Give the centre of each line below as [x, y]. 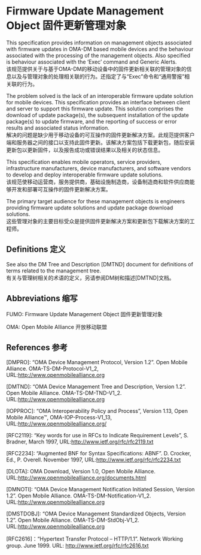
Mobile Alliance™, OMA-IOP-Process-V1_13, [59, 418]
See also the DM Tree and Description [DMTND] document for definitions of [100, 264]
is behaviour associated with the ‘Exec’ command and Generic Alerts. [92, 62]
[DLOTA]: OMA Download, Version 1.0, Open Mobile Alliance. [81, 472]
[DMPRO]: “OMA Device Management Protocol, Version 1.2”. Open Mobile [97, 362]
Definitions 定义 [36, 249]
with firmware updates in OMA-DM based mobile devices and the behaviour [100, 49]
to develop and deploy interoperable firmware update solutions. [85, 175]
